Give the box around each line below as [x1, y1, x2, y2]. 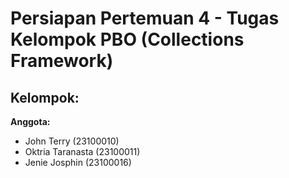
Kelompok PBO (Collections [10, 28, 245, 51]
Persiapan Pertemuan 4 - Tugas [10, 7, 280, 30]
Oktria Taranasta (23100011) [24, 146, 141, 157]
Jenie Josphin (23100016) [24, 157, 132, 168]
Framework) [10, 50, 114, 72]
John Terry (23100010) [24, 135, 120, 147]
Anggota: [10, 116, 51, 127]
